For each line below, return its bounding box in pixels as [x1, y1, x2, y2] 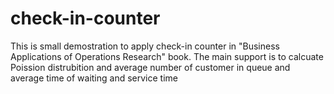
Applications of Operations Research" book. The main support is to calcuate [10, 50, 324, 62]
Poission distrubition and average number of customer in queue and [10, 61, 291, 73]
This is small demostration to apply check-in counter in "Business [10, 40, 280, 52]
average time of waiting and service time [10, 72, 178, 84]
